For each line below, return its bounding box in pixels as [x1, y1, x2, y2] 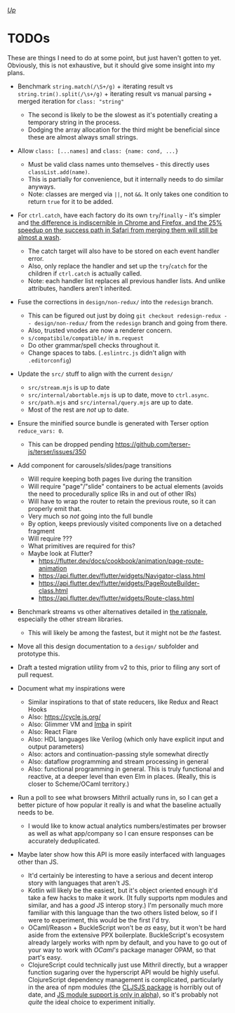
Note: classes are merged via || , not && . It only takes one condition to [27, 189, 229, 198]
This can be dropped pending [27, 440, 114, 448]
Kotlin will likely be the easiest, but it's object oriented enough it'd [27, 886, 218, 895]
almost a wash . [17, 233, 62, 241]
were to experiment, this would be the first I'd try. [27, 916, 170, 924]
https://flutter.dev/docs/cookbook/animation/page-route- [38, 557, 204, 565]
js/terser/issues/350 [27, 447, 86, 456]
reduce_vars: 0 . [17, 426, 65, 435]
